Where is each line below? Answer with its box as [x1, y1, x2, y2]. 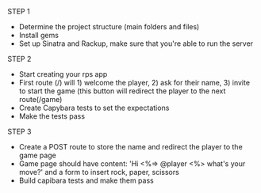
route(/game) [18, 95, 63, 104]
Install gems [18, 31, 59, 40]
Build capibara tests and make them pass [18, 176, 154, 185]
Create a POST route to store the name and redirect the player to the [18, 142, 243, 151]
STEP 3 [7, 127, 32, 136]
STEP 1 [7, 7, 30, 16]
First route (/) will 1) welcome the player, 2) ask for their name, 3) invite [18, 78, 251, 87]
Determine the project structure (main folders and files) [18, 22, 200, 31]
